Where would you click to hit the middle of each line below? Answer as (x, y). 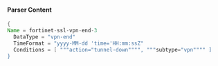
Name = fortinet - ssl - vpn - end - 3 (52, 31)
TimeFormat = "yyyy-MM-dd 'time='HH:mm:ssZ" (79, 43)
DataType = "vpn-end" (45, 37)
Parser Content (29, 10)
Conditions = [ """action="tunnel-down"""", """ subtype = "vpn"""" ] (113, 49)
